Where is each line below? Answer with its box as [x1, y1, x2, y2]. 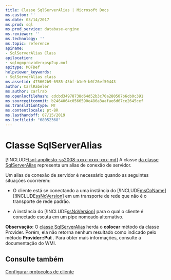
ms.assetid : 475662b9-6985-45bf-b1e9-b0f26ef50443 [5, 79, 116, 84]
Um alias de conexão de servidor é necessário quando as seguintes [5, 172, 149, 178]
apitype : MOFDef [5, 65, 40, 70]
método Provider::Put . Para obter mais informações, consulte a [5, 234, 141, 240]
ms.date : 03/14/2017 [5, 17, 50, 22]
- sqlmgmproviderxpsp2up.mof [5, 60, 68, 65]
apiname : [5, 46, 24, 51]
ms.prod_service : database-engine [5, 27, 80, 32]
